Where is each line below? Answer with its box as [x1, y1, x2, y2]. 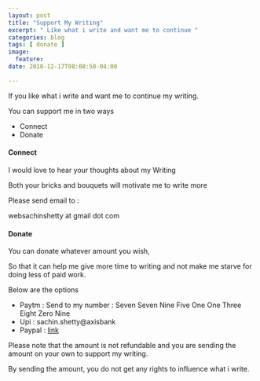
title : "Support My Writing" [8, 19, 104, 27]
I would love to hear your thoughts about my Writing [8, 165, 177, 174]
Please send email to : [8, 196, 80, 205]
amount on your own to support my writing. [8, 349, 148, 358]
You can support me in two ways [8, 106, 115, 115]
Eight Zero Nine [19, 309, 71, 318]
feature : [15, 56, 44, 64]
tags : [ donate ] [8, 41, 65, 49]
